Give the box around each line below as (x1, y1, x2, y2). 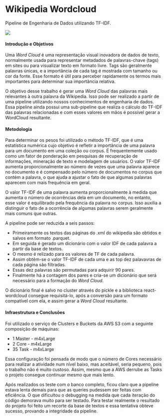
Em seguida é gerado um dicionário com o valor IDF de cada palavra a (12, 241, 157, 247)
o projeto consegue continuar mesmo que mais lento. (5, 372, 115, 378)
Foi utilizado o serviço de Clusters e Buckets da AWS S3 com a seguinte (5, 321, 154, 327)
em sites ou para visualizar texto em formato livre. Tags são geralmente (5, 62, 152, 68)
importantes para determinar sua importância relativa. (5, 78, 116, 84)
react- (144, 287, 157, 293)
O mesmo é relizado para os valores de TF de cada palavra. (12, 251, 136, 257)
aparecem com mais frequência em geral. (5, 180, 91, 186)
